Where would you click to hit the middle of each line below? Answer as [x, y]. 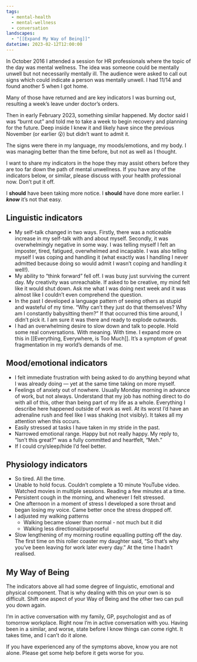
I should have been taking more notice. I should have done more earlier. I [95, 193]
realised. [25, 554]
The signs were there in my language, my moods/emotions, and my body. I [96, 145]
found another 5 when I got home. [47, 86]
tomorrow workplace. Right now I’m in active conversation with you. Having [97, 623]
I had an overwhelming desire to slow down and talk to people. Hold [96, 326]
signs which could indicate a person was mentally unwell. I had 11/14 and [94, 79]
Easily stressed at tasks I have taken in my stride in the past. [87, 427]
